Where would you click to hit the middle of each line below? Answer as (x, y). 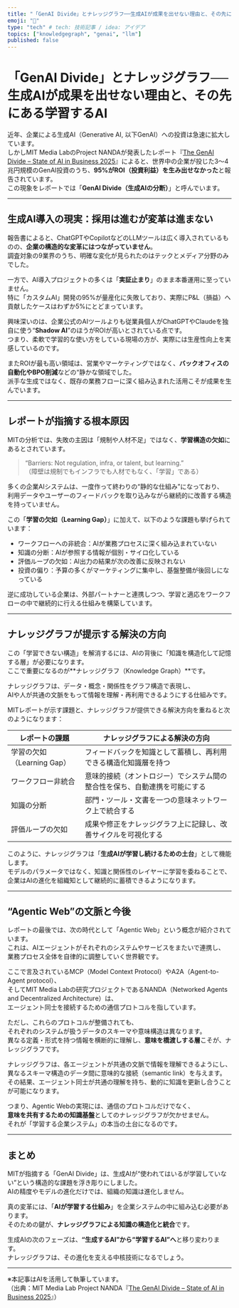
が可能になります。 (35, 1091)
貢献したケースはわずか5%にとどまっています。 (77, 306)
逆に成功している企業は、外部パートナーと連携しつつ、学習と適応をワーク (116, 594)
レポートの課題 (44, 738)
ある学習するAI (64, 114)
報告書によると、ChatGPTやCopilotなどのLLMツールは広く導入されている (115, 237)
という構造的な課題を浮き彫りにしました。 (79, 1183)
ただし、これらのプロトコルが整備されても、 (73, 1022)
